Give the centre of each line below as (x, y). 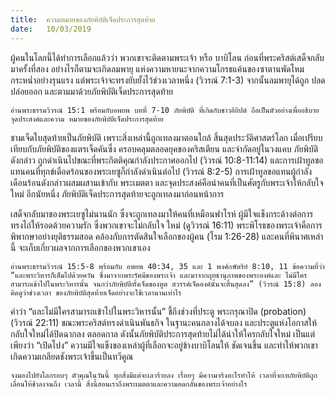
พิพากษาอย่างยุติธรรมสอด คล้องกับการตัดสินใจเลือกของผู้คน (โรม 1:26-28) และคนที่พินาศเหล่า (167, 236)
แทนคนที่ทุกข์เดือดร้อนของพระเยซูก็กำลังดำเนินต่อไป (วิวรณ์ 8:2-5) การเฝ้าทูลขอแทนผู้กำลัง (161, 171)
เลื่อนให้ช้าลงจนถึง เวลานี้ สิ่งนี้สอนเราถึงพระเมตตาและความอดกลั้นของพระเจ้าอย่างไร (129, 384)
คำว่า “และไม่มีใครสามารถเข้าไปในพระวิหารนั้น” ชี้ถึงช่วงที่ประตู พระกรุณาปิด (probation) (158, 311)
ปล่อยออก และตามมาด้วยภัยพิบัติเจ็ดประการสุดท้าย (91, 91)
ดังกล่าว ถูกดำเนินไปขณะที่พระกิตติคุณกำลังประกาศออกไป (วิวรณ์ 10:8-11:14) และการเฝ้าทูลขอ (167, 160)
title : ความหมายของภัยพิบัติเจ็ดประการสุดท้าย (83, 19)
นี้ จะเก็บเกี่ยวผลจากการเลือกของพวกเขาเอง (80, 247)
